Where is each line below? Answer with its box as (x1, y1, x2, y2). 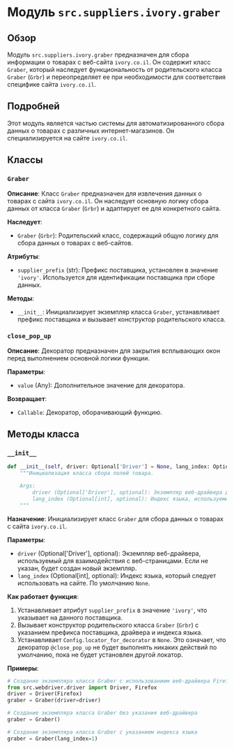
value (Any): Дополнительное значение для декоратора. (17, 381, 185, 389)
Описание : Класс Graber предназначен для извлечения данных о (7, 189, 202, 198)
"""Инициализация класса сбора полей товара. (19, 470, 155, 477)
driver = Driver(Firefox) (7, 690, 82, 697)
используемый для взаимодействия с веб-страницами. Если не (17, 556, 209, 565)
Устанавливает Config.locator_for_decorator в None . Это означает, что (17, 635, 226, 643)
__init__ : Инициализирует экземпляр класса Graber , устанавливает (17, 307, 220, 316)
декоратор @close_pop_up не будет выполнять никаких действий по (17, 643, 217, 651)
